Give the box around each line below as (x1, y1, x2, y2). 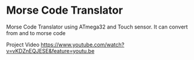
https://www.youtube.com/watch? (41, 41, 125, 48)
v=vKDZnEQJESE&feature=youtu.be (6, 47, 95, 54)
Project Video (6, 41, 40, 48)
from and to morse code (6, 29, 66, 36)
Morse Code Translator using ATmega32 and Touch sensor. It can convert (6, 23, 188, 30)
